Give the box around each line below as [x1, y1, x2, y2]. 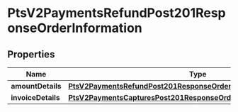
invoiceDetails [11, 93, 60, 102]
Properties [7, 48, 55, 60]
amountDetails [11, 82, 62, 91]
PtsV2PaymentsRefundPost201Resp [7, 5, 227, 21]
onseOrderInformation [7, 20, 143, 36]
